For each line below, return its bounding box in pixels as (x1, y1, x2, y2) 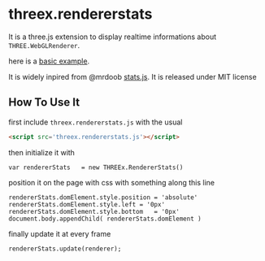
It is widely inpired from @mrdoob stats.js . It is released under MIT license (8, 72, 258, 81)
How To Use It (8, 95, 80, 110)
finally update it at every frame (8, 228, 111, 238)
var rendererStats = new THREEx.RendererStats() (8, 163, 184, 172)
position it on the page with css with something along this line (8, 177, 215, 187)
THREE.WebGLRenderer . (8, 40, 80, 50)
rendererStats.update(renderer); (8, 245, 122, 253)
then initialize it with (8, 147, 76, 157)
